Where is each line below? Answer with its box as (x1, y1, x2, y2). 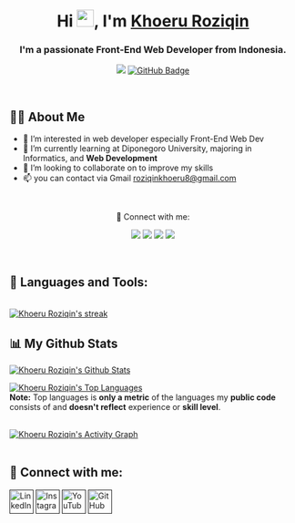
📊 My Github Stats (9, 335, 118, 351)
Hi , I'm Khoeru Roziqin (56, 11, 249, 32)
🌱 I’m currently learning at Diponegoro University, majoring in (22, 143, 252, 154)
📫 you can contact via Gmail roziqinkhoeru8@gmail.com (22, 173, 237, 184)
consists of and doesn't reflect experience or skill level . (9, 401, 221, 412)
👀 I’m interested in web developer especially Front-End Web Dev (22, 133, 264, 145)
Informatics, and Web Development (22, 153, 158, 164)
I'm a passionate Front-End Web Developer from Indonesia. (19, 44, 287, 56)
